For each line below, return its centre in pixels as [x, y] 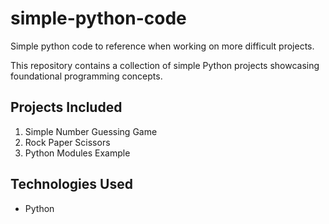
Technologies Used [71, 184]
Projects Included [66, 107]
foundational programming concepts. [86, 76]
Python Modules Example [77, 153]
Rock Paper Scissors [67, 142]
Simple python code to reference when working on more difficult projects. [162, 46]
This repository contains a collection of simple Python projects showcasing [165, 65]
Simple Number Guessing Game [91, 131]
